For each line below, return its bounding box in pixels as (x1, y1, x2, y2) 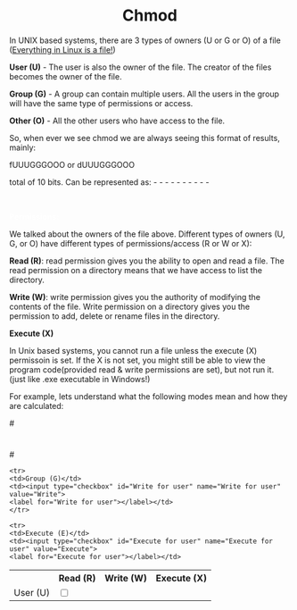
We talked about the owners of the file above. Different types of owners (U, (9, 229, 285, 239)
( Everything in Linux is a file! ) (9, 44, 116, 54)
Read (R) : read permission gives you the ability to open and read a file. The (9, 255, 285, 266)
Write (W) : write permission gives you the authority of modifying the (9, 291, 261, 302)
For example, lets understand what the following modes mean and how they (9, 390, 288, 402)
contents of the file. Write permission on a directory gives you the (9, 301, 251, 312)
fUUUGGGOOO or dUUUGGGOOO (9, 159, 136, 170)
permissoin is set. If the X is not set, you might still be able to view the (9, 355, 266, 365)
